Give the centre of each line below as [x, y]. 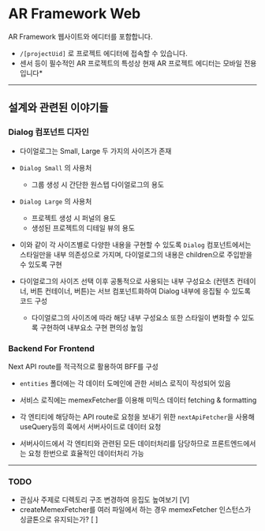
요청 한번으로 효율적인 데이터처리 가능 [86, 453]
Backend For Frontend [51, 348]
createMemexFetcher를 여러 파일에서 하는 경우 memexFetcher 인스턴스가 [135, 510]
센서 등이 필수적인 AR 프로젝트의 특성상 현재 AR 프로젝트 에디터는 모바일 [131, 63]
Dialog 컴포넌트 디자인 [49, 133]
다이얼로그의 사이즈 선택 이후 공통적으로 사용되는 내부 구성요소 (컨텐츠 [127, 281]
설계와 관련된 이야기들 [58, 108]
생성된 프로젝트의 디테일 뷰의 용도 [83, 228]
